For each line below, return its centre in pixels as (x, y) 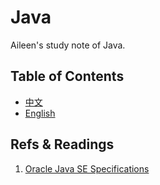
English (40, 113)
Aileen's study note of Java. (68, 45)
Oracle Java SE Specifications (87, 168)
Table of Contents (67, 76)
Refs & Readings (62, 144)
